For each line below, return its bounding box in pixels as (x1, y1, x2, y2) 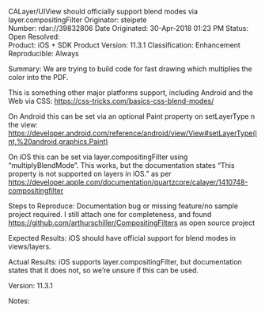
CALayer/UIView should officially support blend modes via (8, 7, 199, 16)
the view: (8, 120, 38, 129)
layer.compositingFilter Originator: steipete (8, 15, 147, 25)
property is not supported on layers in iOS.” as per (8, 169, 172, 178)
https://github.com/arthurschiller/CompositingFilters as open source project (8, 218, 256, 227)
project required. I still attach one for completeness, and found (8, 210, 212, 219)
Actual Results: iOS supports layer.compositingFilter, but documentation (8, 257, 243, 266)
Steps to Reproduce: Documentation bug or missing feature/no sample (8, 201, 239, 211)
